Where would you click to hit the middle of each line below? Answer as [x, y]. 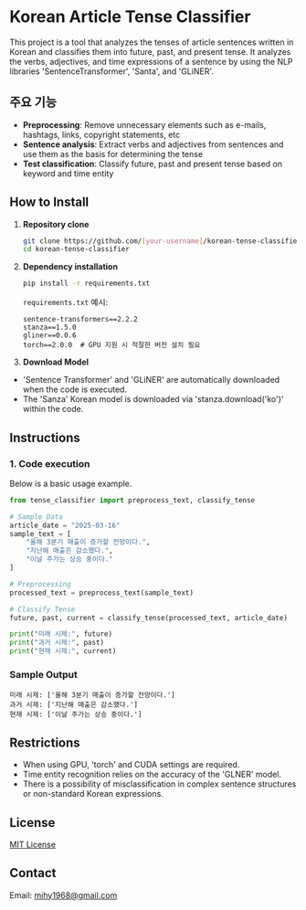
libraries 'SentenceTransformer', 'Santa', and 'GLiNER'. [112, 71]
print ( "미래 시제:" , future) [61, 634]
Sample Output [43, 674]
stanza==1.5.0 [49, 328]
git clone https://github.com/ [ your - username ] [113, 241]
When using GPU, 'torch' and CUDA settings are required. [131, 765]
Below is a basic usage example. [71, 483]
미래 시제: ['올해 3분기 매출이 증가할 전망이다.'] [92, 695]
